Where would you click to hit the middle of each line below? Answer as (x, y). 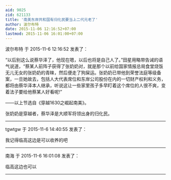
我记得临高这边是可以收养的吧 (36, 140)
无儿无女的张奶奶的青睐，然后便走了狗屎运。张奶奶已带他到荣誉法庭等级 (81, 73)
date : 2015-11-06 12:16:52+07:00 (41, 29)
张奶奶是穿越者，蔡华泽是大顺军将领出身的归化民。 (59, 114)
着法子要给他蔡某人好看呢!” (34, 92)
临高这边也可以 (21, 166)
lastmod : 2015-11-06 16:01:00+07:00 (44, 34)
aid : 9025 (16, 10)
